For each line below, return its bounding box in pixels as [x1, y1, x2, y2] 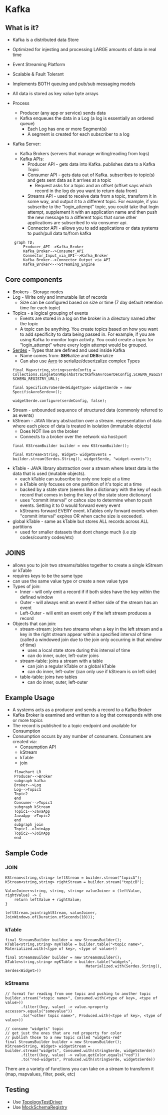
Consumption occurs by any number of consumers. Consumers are [12, 733, 151, 739]
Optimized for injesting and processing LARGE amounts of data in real [12, 47, 156, 52]
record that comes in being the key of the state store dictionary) [19, 491, 151, 497]
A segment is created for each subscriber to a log [27, 131, 130, 137]
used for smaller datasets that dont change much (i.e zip [19, 529, 136, 535]
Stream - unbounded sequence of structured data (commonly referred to [12, 407, 163, 413]
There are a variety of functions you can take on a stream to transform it [5, 1065, 154, 1071]
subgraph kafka [14, 778, 46, 784]
